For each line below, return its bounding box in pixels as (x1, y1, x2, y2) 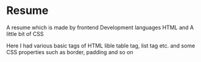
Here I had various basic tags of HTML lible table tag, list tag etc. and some (6, 42, 196, 49)
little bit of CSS (6, 30, 44, 37)
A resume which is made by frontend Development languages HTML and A (6, 24, 194, 31)
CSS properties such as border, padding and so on (6, 48, 133, 55)
